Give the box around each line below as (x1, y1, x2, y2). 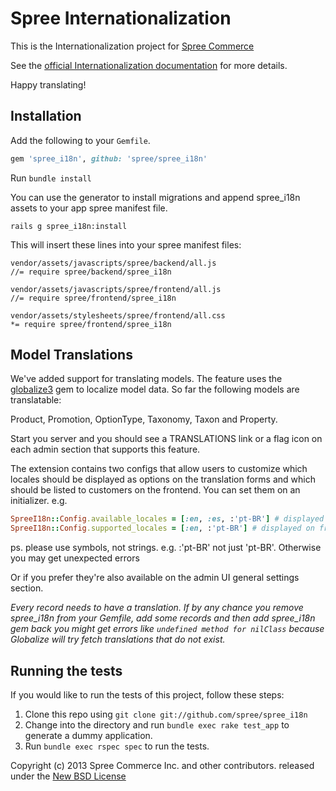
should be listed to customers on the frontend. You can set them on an (10, 484, 301, 496)
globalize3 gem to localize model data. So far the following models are (10, 383, 300, 396)
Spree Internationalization (10, 7, 232, 30)
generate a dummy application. (24, 730, 153, 741)
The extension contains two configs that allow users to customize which (10, 463, 308, 475)
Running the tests (10, 662, 123, 679)
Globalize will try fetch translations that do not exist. (10, 633, 226, 646)
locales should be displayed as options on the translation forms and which (10, 473, 316, 486)
